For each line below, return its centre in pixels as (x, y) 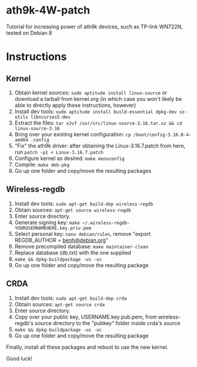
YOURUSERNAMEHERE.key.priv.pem (53, 228)
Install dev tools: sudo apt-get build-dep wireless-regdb (84, 204)
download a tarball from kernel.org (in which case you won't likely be (98, 99)
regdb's (24, 323)
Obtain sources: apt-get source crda (59, 304)
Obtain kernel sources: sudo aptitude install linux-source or (91, 93)
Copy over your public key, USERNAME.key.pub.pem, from (86, 317)
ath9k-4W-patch (48, 10)
